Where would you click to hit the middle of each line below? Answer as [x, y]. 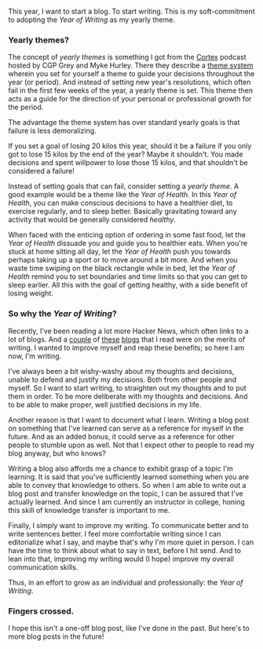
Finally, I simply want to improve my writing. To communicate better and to [128, 525]
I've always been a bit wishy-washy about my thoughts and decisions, [121, 371]
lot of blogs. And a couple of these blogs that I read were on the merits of [127, 339]
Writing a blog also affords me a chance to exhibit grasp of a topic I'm [121, 468]
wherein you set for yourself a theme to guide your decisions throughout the [131, 74]
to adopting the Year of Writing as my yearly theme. [91, 20]
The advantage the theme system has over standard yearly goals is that [124, 123]
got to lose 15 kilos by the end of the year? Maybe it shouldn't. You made [126, 154]
